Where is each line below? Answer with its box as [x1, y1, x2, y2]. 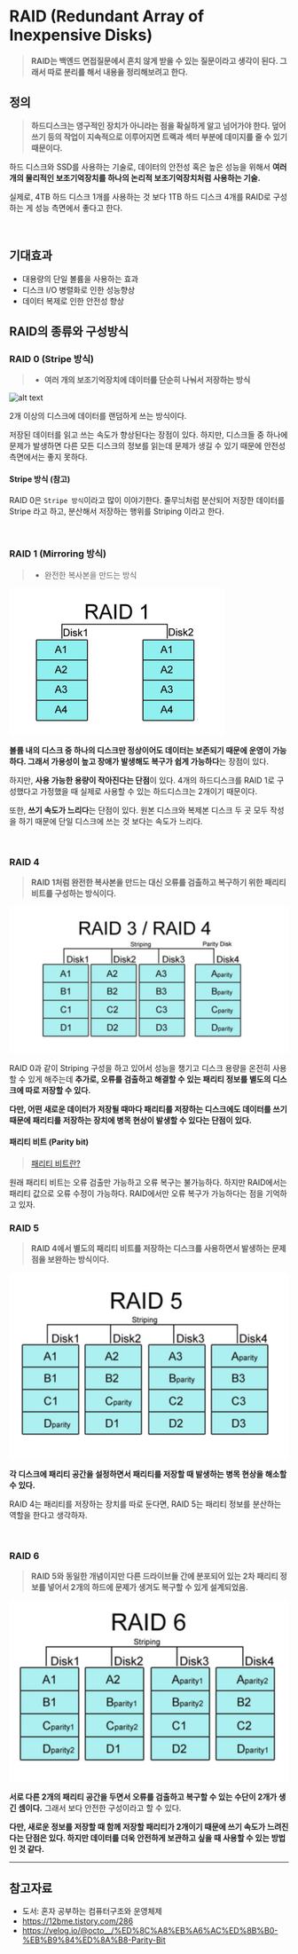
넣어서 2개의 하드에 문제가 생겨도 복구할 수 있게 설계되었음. [47, 1582, 248, 1593]
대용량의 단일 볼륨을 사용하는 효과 [21, 273, 139, 284]
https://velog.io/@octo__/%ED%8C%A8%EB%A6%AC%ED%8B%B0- [21, 1926, 278, 1936]
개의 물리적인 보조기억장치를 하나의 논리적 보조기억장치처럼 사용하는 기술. [9, 172, 261, 183]
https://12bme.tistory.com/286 [21, 1916, 134, 1926]
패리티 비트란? [30, 1158, 82, 1169]
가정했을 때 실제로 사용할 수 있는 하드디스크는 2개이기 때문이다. [39, 785, 258, 796]
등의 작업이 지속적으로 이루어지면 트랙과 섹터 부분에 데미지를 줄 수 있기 [47, 131, 288, 142]
